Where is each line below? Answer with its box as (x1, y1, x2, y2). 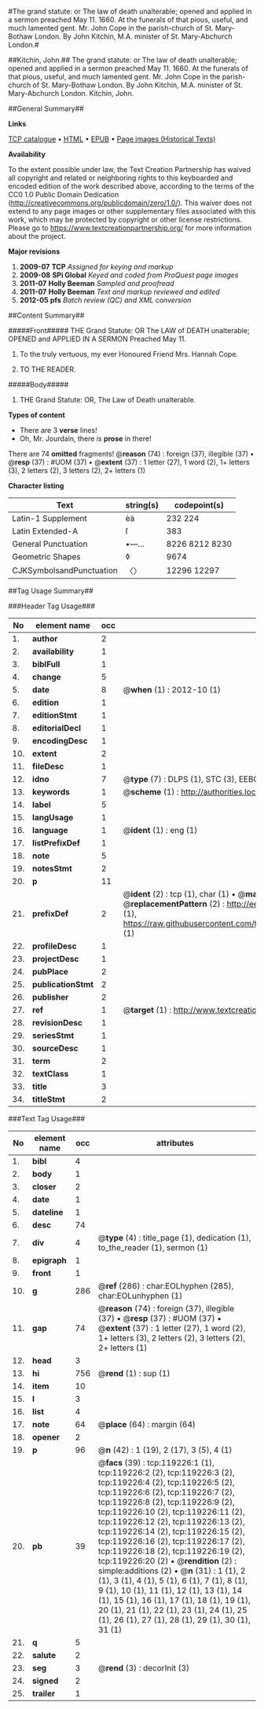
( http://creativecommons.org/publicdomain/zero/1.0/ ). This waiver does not (8, 198, 253, 207)
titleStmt (32, 1094, 65, 1105)
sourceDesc (32, 1043, 79, 1054)
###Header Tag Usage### (8, 601, 96, 611)
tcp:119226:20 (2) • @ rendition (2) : (97, 1556, 237, 1566)
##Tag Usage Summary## (8, 586, 94, 596)
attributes (156, 1138, 194, 1148)
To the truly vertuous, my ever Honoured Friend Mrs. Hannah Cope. (19, 350, 238, 358)
